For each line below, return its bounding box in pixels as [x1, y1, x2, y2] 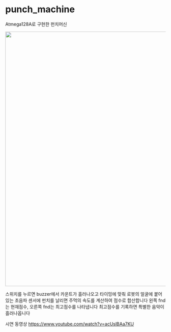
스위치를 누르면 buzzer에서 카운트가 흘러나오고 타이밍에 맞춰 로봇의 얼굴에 [5, 291, 153, 297]
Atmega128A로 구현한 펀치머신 [5, 21, 67, 27]
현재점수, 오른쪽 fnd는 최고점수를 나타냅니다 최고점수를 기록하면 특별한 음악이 [10, 303, 164, 310]
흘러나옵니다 [5, 310, 31, 316]
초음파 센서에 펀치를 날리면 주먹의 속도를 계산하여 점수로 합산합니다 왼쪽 [14, 297, 158, 303]
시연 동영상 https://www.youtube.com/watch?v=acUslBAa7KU [5, 321, 134, 327]
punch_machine [5, 4, 75, 15]
